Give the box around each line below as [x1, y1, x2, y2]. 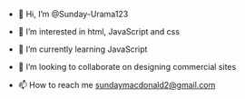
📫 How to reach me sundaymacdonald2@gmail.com [17, 80, 216, 90]
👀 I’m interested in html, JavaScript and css [17, 26, 180, 36]
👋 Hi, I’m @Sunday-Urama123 [17, 9, 129, 19]
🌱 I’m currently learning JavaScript [17, 44, 148, 54]
